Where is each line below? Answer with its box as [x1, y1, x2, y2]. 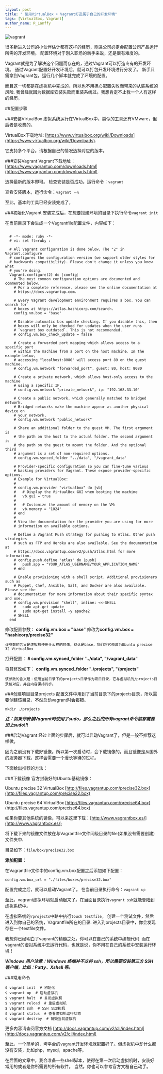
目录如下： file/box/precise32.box [5, 847, 74, 853]
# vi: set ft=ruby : [9, 238, 51, 243]
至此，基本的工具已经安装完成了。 [5, 200, 73, 205]
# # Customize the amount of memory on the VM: [14, 502, 116, 508]
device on [5, 409, 25, 414]
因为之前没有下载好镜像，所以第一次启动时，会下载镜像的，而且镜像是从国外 [5, 749, 158, 755]
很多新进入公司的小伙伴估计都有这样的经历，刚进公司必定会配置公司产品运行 [5, 44, 158, 50]
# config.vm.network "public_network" [14, 417, 92, 422]
